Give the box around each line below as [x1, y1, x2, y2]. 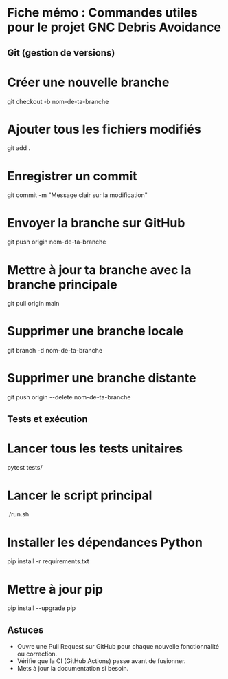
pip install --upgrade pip [7, 604, 76, 612]
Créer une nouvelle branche [7, 74, 170, 90]
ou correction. [16, 649, 58, 658]
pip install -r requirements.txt [7, 557, 89, 565]
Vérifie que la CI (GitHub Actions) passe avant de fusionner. [16, 657, 186, 665]
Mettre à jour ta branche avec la [7, 262, 192, 278]
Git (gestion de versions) [7, 47, 115, 59]
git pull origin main [7, 300, 60, 308]
